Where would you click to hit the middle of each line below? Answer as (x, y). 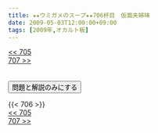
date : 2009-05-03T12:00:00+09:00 (63, 23)
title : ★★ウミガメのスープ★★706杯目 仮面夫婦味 (79, 15)
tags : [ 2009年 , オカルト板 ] (48, 30)
